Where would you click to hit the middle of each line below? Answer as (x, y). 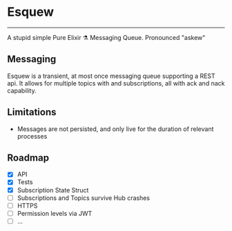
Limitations (32, 112)
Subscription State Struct (53, 190)
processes (32, 136)
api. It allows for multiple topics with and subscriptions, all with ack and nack (116, 83)
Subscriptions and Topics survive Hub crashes (84, 198)
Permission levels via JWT (55, 213)
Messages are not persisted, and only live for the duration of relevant (115, 129)
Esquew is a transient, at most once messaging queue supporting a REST (111, 76)
